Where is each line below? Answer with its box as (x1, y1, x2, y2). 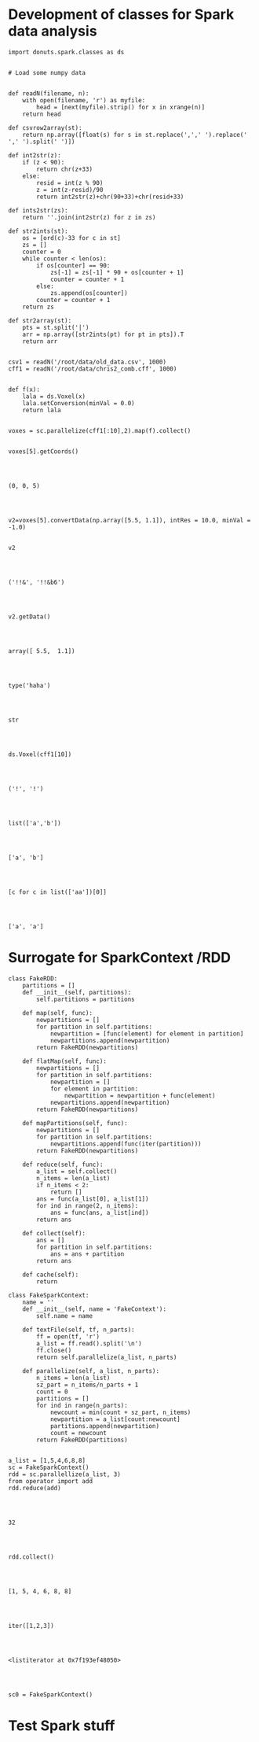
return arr (22, 337, 58, 345)
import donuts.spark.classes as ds (8, 48, 125, 56)
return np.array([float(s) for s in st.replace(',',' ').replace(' (22, 131, 247, 138)
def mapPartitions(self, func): (22, 1119, 128, 1127)
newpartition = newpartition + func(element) (64, 1091, 216, 1099)
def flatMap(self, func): (22, 1057, 108, 1065)
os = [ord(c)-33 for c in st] (22, 234, 122, 242)
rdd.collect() (8, 1552, 55, 1561)
